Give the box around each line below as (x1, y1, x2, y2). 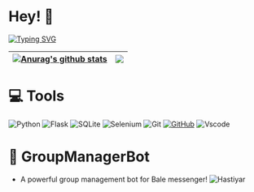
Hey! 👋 (8, 7, 55, 26)
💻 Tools (8, 87, 65, 105)
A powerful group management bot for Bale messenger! (20, 174, 208, 184)
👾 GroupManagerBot (8, 147, 151, 166)
